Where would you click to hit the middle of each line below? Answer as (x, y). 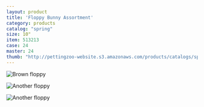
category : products (31, 23)
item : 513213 (23, 40)
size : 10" (19, 34)
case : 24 (17, 46)
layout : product (27, 12)
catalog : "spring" (29, 29)
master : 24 (20, 51)
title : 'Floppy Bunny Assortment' (50, 18)
